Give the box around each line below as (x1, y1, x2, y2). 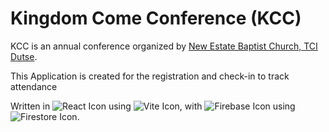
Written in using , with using (10, 100, 296, 112)
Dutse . (10, 50, 38, 62)
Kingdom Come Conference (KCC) (10, 7, 302, 30)
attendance (10, 80, 58, 92)
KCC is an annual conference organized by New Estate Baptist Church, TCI (10, 40, 318, 52)
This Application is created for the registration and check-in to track (10, 70, 290, 82)
